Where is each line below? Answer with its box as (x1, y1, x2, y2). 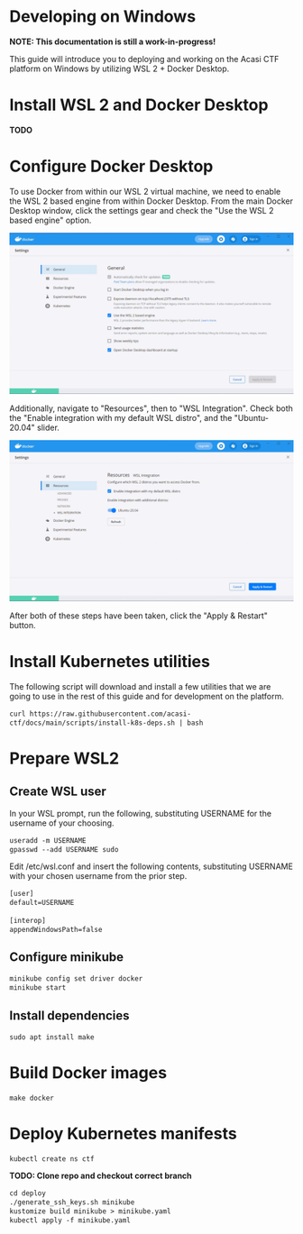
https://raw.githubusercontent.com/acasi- (29, 709, 192, 718)
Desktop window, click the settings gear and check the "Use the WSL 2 (9, 205, 274, 215)
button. (9, 619, 36, 630)
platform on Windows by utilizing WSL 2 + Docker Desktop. (9, 63, 230, 74)
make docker (9, 1093, 54, 1103)
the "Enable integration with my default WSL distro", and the (9, 413, 233, 424)
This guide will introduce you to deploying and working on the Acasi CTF (9, 53, 280, 64)
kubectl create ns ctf (9, 1155, 95, 1164)
